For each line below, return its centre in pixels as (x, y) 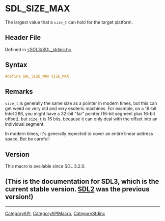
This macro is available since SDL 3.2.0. (45, 166)
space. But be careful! (27, 139)
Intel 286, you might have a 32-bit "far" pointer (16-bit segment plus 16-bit (80, 114)
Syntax (16, 65)
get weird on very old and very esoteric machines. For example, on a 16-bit (81, 109)
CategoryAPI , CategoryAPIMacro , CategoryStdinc (55, 213)
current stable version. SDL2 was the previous (77, 189)
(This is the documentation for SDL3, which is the (82, 181)
